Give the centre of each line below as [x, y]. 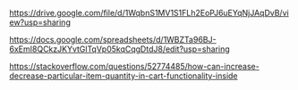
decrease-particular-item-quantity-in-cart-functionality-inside [124, 76]
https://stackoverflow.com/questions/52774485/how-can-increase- [134, 66]
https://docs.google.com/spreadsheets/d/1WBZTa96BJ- [113, 40]
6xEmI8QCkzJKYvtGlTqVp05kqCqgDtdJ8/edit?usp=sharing [119, 49]
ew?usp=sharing [40, 22]
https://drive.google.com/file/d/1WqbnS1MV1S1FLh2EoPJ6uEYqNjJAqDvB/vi [149, 13]
